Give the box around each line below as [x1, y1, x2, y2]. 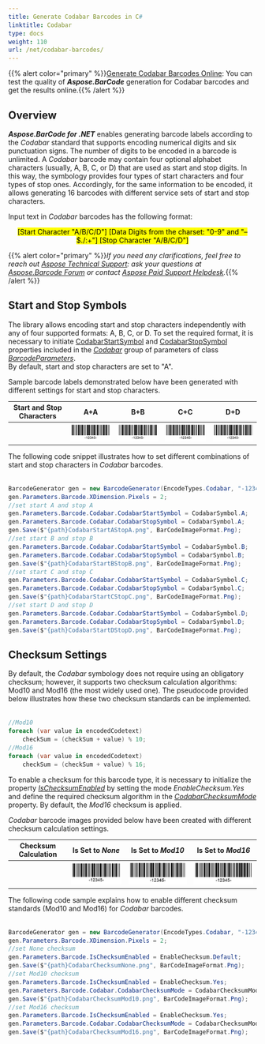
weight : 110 [8, 38, 47, 46]
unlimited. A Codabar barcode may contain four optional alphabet [8, 154, 222, 163]
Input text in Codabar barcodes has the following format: [8, 212, 193, 221]
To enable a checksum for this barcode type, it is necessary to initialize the [8, 775, 252, 784]
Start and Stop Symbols [8, 299, 128, 312]
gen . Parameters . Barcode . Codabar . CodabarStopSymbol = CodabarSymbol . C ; [8, 584, 245, 592]
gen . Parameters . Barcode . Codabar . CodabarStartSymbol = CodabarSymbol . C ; [8, 576, 248, 584]
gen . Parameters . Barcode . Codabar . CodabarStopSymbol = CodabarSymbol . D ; [8, 618, 245, 625]
